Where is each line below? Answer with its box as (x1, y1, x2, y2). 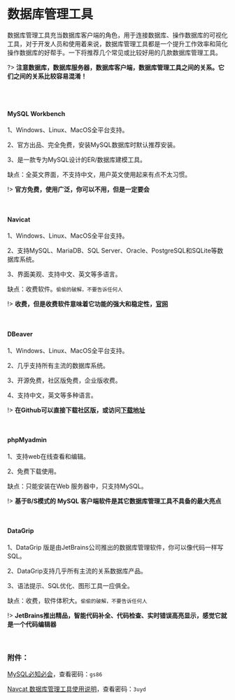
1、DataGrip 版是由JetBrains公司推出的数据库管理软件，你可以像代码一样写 (7, 543, 224, 551)
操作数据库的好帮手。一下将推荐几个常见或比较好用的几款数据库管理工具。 (7, 48, 222, 57)
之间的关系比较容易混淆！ (13, 71, 87, 80)
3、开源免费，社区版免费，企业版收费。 (7, 376, 122, 385)
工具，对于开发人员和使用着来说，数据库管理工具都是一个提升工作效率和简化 (7, 39, 228, 48)
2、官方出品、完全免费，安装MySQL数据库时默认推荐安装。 (7, 141, 180, 149)
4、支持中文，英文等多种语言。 (7, 391, 98, 399)
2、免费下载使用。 (7, 466, 61, 476)
